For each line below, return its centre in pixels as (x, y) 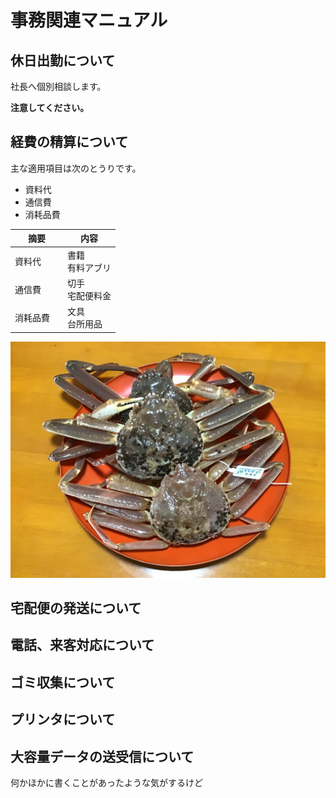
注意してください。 (50, 107)
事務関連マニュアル (89, 20)
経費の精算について (69, 142)
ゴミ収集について (63, 682)
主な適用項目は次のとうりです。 (76, 168)
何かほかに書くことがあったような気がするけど (106, 782)
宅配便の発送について (76, 607)
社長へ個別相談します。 (58, 86)
